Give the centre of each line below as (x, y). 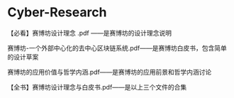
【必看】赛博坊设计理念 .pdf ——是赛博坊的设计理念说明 (90, 33)
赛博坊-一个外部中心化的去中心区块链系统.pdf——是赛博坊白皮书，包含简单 (117, 48)
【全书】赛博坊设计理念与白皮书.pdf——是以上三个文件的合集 (97, 87)
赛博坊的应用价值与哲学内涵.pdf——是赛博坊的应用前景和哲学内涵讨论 (110, 72)
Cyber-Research (57, 12)
